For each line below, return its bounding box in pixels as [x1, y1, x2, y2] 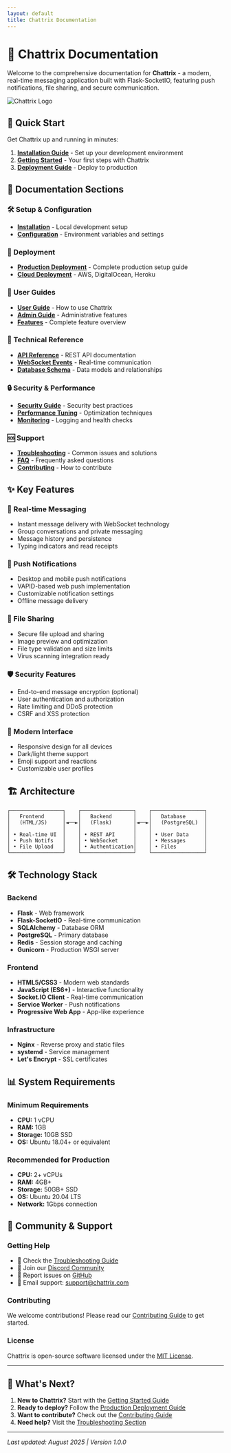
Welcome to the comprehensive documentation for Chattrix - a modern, [7, 69, 212, 77]
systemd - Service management [16, 1048, 110, 1056]
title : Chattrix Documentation [7, 17, 97, 23]
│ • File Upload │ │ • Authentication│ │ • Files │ [7, 843, 208, 851]
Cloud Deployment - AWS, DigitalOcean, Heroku [16, 270, 156, 279]
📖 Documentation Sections [7, 184, 124, 195]
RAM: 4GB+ [16, 1178, 52, 1187]
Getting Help [7, 1241, 50, 1250]
